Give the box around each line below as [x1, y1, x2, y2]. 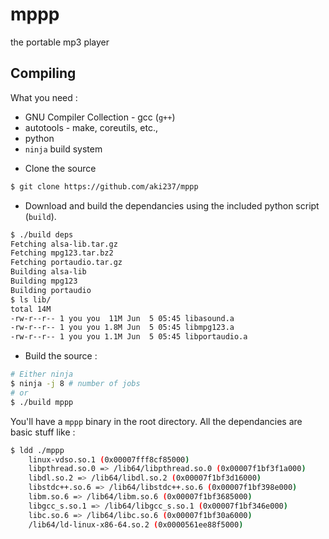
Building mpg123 [10, 276, 78, 286]
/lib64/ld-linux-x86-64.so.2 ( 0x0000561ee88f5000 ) [28, 519, 244, 530]
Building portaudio [10, 285, 92, 295]
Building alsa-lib [10, 267, 87, 277]
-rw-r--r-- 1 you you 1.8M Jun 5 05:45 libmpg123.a [10, 323, 235, 333]
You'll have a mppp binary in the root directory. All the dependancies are [10, 415, 303, 427]
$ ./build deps [10, 229, 74, 240]
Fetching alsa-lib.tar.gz [10, 239, 118, 249]
